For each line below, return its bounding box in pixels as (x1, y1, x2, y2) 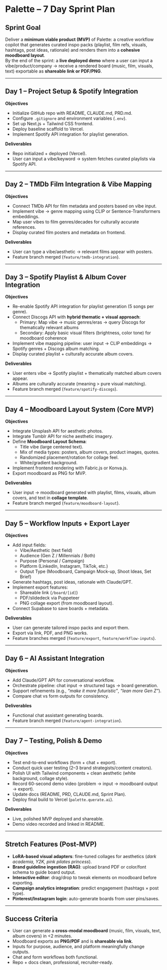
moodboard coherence (19, 335, 67, 341)
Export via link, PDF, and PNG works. (12, 630, 88, 636)
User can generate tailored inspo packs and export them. (12, 625, 130, 631)
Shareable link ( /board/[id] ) (19, 590, 78, 596)
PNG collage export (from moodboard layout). (19, 600, 114, 606)
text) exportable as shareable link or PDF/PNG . (5, 68, 102, 74)
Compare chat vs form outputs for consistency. (12, 693, 109, 699)
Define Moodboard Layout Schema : (12, 439, 87, 444)
